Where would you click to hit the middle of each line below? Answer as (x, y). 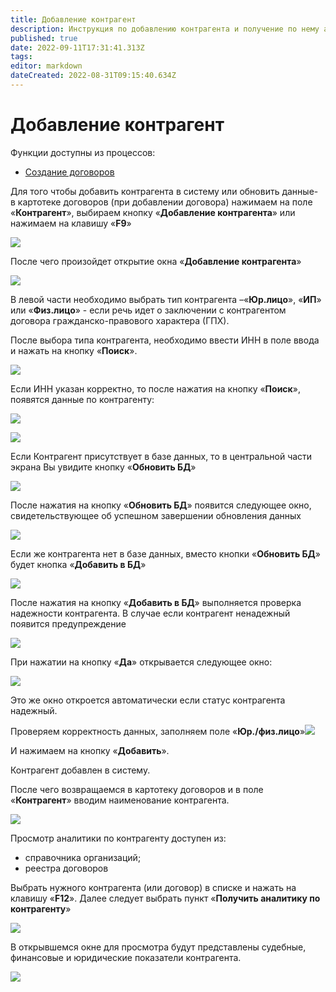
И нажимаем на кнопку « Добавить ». (90, 750)
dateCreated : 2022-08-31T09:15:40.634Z (93, 76)
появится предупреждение (68, 623)
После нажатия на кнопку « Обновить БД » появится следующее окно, (161, 505)
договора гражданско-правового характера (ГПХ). (120, 320)
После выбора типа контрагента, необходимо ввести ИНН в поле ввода (165, 340)
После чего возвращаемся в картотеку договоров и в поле (137, 789)
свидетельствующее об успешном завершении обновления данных (156, 515)
